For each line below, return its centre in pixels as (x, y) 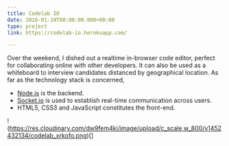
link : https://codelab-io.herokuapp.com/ (67, 33)
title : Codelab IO (33, 13)
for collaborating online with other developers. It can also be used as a (107, 65)
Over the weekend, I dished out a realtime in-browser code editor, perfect (111, 58)
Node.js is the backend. (50, 93)
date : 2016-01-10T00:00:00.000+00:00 (61, 20)
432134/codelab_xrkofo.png (47, 136)
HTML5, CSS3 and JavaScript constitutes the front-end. (96, 108)
